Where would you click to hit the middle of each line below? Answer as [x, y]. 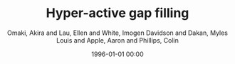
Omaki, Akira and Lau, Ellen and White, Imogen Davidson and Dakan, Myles [117, 33]
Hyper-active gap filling [117, 13]
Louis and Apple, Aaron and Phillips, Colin [117, 40]
